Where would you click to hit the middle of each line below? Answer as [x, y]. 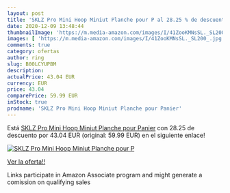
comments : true [29, 45]
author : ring [26, 58]
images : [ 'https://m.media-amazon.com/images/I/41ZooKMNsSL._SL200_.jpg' [116, 39]
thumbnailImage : [30, 32]
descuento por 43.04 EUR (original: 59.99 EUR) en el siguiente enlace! [106, 135]
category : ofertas [33, 52]
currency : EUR [27, 83]
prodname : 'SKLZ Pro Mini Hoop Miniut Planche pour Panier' [95, 108]
